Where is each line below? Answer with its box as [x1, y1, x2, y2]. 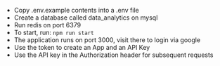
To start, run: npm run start [13, 28, 94, 37]
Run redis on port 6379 [13, 21, 82, 29]
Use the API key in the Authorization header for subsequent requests [13, 51, 214, 59]
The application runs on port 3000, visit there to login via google [13, 36, 201, 44]
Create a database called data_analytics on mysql [13, 13, 158, 22]
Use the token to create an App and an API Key [13, 44, 150, 51]
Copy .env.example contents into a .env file [13, 6, 139, 14]
